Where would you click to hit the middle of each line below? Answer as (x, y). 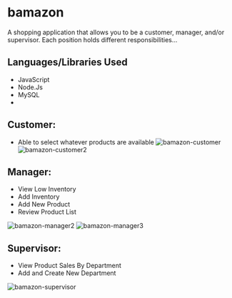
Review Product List (47, 212)
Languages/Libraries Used (68, 63)
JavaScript (34, 79)
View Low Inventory (47, 189)
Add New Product (44, 204)
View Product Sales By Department (69, 266)
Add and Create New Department (67, 273)
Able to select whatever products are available (86, 142)
